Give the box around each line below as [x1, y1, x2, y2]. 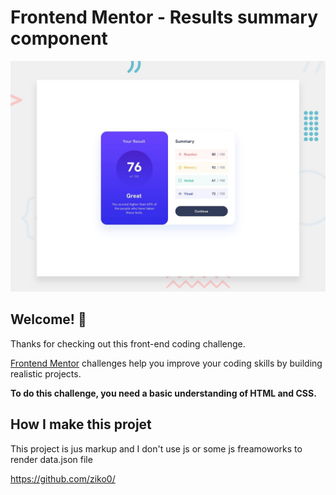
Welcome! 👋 [10, 311, 87, 328]
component [10, 27, 108, 50]
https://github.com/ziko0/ [10, 472, 116, 485]
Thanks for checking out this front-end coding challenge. [10, 337, 246, 350]
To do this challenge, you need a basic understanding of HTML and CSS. [10, 387, 317, 399]
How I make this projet [10, 416, 152, 433]
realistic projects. [10, 367, 82, 380]
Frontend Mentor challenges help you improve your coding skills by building [10, 357, 323, 369]
